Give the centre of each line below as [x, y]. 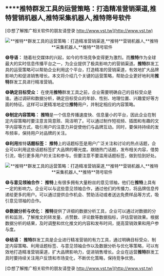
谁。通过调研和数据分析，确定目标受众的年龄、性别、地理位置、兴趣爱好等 [80, 98]
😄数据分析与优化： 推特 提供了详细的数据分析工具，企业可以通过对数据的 [79, 211]
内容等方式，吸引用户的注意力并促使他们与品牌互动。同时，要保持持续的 [82, 127]
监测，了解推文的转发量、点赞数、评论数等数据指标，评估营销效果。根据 [86, 217]
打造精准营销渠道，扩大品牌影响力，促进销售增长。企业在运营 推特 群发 [84, 252]
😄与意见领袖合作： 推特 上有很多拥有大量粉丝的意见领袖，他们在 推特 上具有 [81, 182]
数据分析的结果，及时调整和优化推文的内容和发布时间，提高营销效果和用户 [80, 223]
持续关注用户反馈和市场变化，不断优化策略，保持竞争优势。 [78, 258]
